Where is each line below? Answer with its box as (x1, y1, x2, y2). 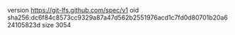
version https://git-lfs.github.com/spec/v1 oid (7, 6, 139, 14)
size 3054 (42, 21, 71, 29)
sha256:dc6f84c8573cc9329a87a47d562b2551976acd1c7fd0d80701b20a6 (7, 13, 229, 22)
